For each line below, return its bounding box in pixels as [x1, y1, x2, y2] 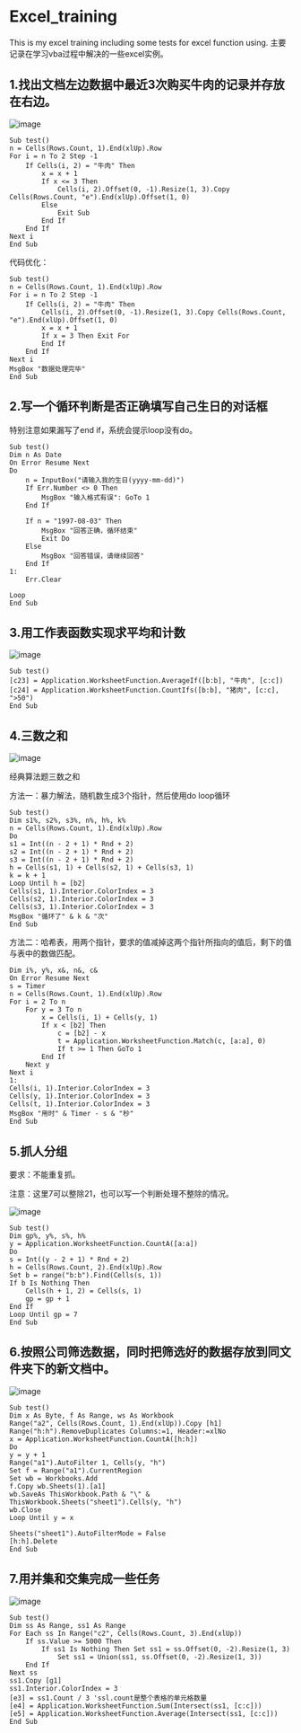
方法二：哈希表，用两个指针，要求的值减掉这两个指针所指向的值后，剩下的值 [9, 937, 292, 948]
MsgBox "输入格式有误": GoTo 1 [41, 492, 150, 502]
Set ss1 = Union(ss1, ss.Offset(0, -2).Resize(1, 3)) [56, 1652, 262, 1661]
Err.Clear [25, 575, 63, 584]
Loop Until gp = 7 [9, 1310, 78, 1319]
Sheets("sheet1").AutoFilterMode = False [9, 1529, 167, 1538]
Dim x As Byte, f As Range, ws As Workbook [9, 1410, 175, 1420]
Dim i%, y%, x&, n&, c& [9, 966, 99, 976]
